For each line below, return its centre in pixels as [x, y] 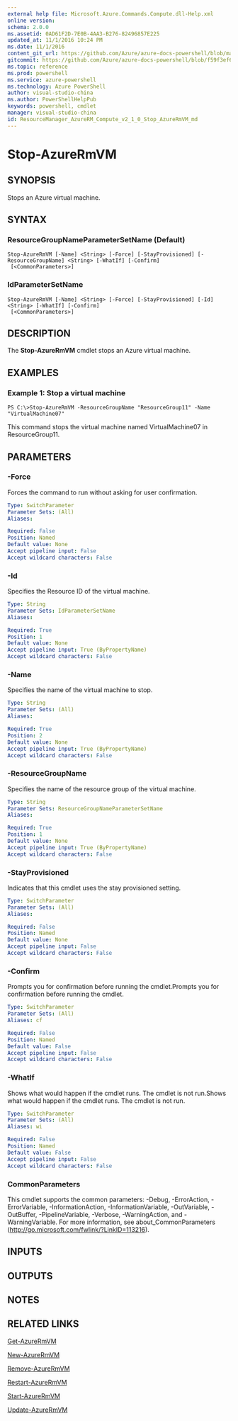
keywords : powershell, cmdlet [52, 106]
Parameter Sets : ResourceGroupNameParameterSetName [85, 808]
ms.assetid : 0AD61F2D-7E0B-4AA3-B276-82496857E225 [84, 34]
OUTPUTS [30, 1276]
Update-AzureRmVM [38, 1410]
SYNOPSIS [32, 180]
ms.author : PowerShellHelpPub [52, 100]
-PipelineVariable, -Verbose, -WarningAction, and [110, 1214]
